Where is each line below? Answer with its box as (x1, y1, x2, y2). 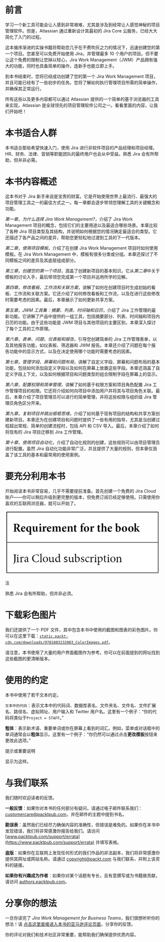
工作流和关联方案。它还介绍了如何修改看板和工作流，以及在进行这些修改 (13, 290, 160, 296)
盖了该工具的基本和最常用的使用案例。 (5, 451, 82, 458)
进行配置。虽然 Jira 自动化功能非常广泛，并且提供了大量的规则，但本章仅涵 (5, 445, 157, 451)
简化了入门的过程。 (5, 34, 44, 40)
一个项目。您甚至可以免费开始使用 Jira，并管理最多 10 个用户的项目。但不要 (5, 50, 159, 57)
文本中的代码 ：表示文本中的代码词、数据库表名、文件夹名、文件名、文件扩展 (5, 702, 156, 708)
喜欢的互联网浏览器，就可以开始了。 (5, 500, 79, 506)
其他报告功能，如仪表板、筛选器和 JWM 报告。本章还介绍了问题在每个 (9, 342, 152, 348)
